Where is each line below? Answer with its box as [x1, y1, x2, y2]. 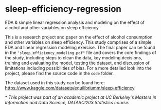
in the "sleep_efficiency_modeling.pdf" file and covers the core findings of [5, 50, 157, 55]
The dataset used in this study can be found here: [5, 79, 105, 86]
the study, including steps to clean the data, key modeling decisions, [5, 55, 143, 60]
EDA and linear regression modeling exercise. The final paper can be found [5, 44, 156, 50]
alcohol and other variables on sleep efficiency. [5, 24, 100, 30]
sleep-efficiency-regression [5, 3, 122, 15]
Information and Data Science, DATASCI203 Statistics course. [5, 99, 130, 105]
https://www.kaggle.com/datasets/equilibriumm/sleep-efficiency [5, 85, 135, 91]
